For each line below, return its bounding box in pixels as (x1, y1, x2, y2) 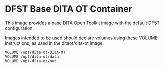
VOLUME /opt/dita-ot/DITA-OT (5, 50, 66, 55)
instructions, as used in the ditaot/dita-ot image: (5, 40, 104, 46)
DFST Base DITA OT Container (5, 3, 132, 15)
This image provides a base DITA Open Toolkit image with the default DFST (5, 20, 160, 26)
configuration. (5, 25, 34, 31)
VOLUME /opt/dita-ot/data (5, 54, 59, 59)
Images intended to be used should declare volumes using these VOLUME (5, 35, 158, 41)
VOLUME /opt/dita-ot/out (5, 58, 57, 63)
